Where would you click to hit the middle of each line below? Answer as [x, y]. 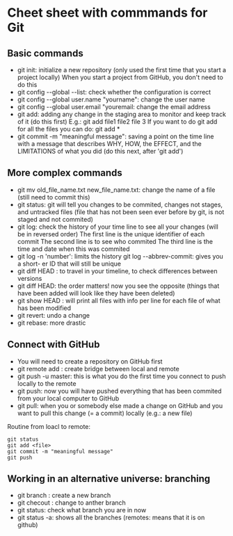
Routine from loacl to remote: [49, 426]
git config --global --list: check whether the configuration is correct [114, 92]
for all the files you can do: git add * [69, 129]
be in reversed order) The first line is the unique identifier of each [111, 234]
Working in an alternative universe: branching [109, 479]
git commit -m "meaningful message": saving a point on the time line [115, 136]
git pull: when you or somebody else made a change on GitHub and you [120, 405]
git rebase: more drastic [51, 323]
